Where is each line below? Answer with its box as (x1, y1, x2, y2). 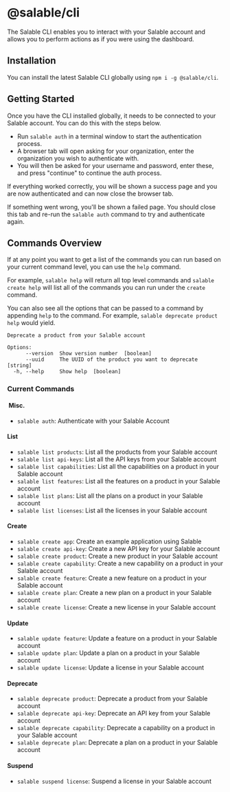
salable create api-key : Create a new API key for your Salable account (16, 544, 220, 552)
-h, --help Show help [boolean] (13, 368, 122, 375)
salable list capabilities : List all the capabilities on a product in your (16, 462, 220, 470)
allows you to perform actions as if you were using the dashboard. (7, 34, 194, 43)
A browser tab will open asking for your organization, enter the (16, 147, 194, 155)
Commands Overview (7, 237, 102, 249)
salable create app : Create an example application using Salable (16, 537, 202, 545)
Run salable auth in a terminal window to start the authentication (16, 132, 202, 140)
